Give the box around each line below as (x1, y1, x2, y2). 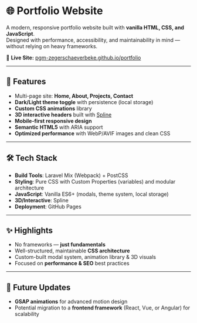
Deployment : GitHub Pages (14, 203, 82, 210)
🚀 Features (6, 76, 46, 86)
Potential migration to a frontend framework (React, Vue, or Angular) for (14, 304, 191, 311)
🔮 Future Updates (6, 282, 71, 292)
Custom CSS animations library (14, 105, 92, 112)
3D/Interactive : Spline (14, 197, 69, 204)
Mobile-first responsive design (14, 117, 92, 124)
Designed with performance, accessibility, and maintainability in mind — (6, 36, 181, 44)
